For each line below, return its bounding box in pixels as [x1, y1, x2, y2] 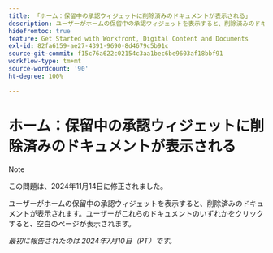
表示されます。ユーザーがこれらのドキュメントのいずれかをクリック [36, 208, 264, 218]
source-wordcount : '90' [8, 65, 89, 73]
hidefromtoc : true [8, 27, 71, 35]
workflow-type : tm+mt [8, 58, 82, 66]
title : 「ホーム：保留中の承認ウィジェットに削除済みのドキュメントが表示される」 [8, 11, 252, 20]
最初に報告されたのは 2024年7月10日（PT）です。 [8, 236, 176, 246]
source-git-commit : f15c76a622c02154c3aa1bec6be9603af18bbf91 [8, 49, 223, 58]
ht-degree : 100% [8, 72, 63, 80]
